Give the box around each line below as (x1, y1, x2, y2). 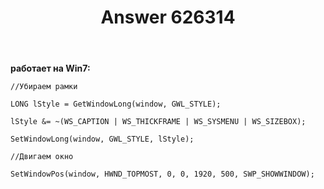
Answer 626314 (100, 6, 236, 29)
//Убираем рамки (10, 82, 78, 92)
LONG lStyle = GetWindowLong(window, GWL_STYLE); (10, 99, 222, 110)
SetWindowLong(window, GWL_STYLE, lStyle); (10, 134, 195, 145)
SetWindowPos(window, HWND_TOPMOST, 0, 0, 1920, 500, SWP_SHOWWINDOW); (10, 169, 315, 180)
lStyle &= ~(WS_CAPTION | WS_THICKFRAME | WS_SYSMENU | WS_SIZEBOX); (10, 117, 307, 127)
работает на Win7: (10, 62, 91, 75)
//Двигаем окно (10, 152, 74, 162)
